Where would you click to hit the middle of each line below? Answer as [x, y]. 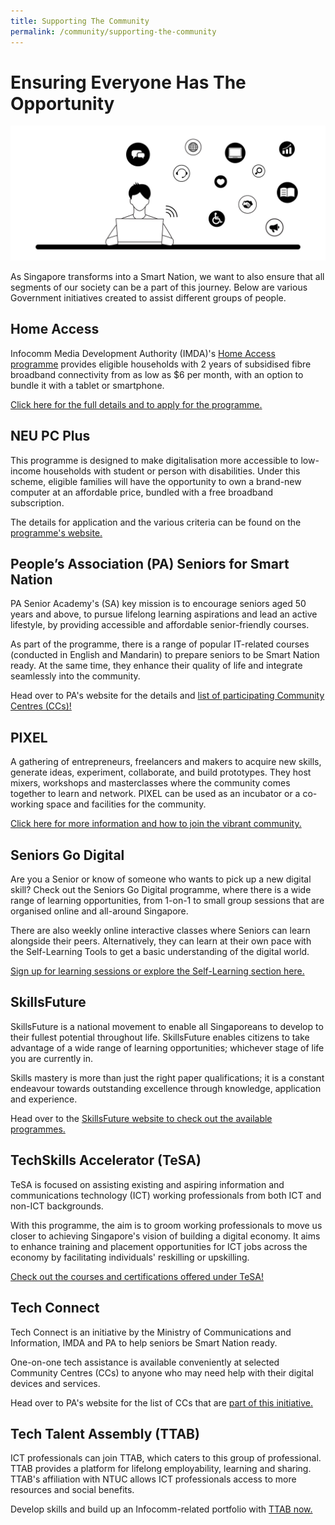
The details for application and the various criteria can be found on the [156, 522]
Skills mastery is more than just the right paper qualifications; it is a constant [167, 1077]
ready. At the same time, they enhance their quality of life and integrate [156, 666]
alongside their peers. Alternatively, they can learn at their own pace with [161, 941]
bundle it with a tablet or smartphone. [87, 385]
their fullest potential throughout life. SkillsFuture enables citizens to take [160, 1037]
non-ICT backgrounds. [57, 1206]
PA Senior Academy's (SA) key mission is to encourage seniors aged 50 [158, 604]
